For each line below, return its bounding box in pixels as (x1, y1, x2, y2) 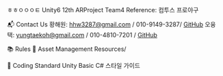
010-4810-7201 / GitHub (90, 31, 157, 39)
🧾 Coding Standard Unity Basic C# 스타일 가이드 (7, 62, 140, 69)
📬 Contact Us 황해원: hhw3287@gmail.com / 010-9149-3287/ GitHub (7, 20, 204, 28)
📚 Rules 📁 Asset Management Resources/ (7, 45, 127, 53)
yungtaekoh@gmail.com (16, 31, 85, 39)
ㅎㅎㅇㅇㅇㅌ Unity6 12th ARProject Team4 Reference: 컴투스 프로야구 (7, 6, 199, 14)
